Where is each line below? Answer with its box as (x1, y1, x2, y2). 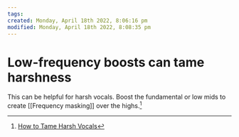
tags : (7, 10, 23, 18)
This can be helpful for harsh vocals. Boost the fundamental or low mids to (7, 93, 226, 102)
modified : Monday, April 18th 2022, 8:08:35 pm (7, 23, 152, 31)
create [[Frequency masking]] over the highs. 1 (7, 100, 142, 110)
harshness (7, 69, 72, 85)
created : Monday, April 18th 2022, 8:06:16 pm (7, 17, 148, 24)
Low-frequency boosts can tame (7, 54, 205, 70)
